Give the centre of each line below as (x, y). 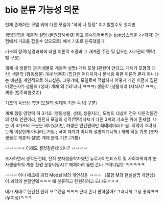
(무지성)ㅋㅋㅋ (19, 197)
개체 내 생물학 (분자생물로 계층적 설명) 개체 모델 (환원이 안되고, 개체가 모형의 (78, 68)
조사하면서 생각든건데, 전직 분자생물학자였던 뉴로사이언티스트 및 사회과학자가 (78, 158)
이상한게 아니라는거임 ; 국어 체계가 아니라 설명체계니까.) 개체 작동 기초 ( (82, 131)
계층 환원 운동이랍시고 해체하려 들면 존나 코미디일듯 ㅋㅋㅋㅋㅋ (86, 164)
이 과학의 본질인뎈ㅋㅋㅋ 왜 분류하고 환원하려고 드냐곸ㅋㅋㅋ (62, 181)
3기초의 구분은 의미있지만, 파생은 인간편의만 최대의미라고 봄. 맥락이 (79, 125)
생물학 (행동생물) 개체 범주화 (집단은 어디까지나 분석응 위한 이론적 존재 (79, 74)
